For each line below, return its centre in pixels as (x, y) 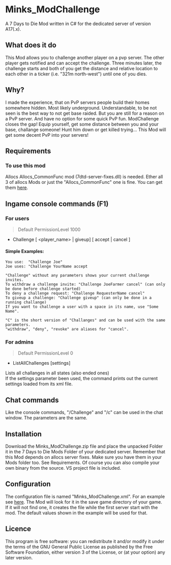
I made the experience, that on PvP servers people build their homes (77, 102)
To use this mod (26, 165)
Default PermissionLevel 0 (45, 353)
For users (17, 218)
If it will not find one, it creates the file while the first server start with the (82, 507)
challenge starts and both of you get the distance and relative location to (82, 68)
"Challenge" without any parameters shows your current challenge (77, 276)
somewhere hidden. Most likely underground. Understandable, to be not (81, 108)
